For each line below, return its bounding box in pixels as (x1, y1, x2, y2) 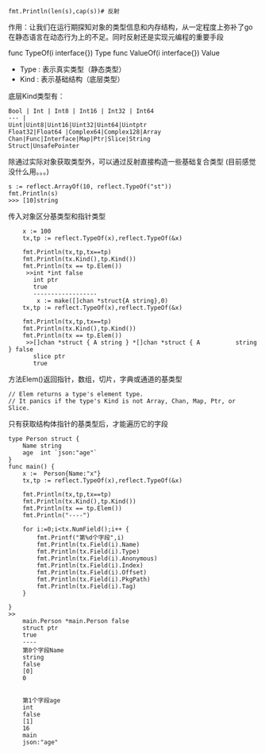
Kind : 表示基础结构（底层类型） (19, 75, 125, 83)
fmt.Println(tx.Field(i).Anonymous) (36, 555, 158, 563)
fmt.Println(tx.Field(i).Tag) (36, 582, 136, 590)
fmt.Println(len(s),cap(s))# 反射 (8, 7, 121, 15)
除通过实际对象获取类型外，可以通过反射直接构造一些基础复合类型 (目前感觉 (8, 157, 256, 166)
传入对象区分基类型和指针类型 (8, 211, 106, 221)
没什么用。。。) (8, 167, 50, 176)
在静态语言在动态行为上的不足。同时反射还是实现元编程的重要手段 (8, 33, 224, 41)
